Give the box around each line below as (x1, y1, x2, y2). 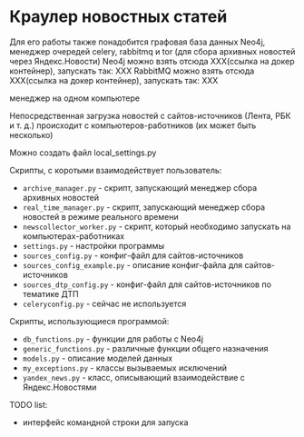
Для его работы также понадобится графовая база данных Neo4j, (9, 36, 266, 47)
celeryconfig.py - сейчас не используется (22, 298, 187, 309)
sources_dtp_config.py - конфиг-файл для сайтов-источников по (22, 279, 272, 290)
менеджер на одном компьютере (9, 93, 141, 104)
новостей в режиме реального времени (22, 211, 179, 222)
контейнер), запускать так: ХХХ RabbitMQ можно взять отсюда (9, 65, 255, 76)
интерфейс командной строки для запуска (22, 416, 189, 428)
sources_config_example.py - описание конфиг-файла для (22, 259, 243, 270)
